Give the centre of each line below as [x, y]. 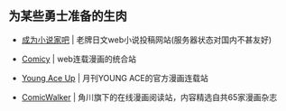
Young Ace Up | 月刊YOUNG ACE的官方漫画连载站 [115, 78]
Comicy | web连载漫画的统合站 [79, 59]
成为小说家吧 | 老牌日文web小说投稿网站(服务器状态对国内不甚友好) [147, 40]
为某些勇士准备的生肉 [68, 16]
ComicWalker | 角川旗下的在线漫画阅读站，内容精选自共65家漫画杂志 [149, 97]
